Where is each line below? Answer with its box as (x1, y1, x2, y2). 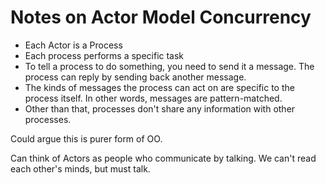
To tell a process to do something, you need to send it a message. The (24, 60, 315, 72)
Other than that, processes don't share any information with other (24, 102, 296, 115)
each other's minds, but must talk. (10, 162, 151, 175)
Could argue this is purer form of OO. (10, 132, 163, 145)
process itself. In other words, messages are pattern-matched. (24, 92, 283, 104)
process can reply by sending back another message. (24, 71, 247, 83)
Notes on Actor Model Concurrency (10, 6, 312, 29)
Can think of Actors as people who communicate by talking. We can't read (10, 152, 317, 164)
